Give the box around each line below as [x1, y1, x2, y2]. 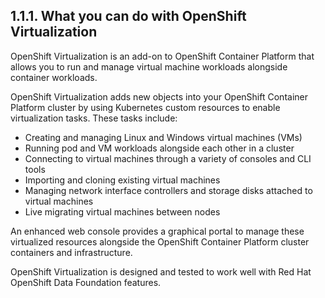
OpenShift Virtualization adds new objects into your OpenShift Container [10, 90, 308, 103]
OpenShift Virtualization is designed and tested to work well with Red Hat [10, 265, 312, 278]
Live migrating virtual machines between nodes [24, 205, 221, 218]
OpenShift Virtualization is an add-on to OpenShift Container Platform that [10, 50, 315, 62]
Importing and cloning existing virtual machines [24, 174, 221, 186]
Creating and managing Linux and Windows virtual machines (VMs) [24, 131, 303, 143]
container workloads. [10, 71, 98, 83]
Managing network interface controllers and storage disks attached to [24, 184, 313, 196]
